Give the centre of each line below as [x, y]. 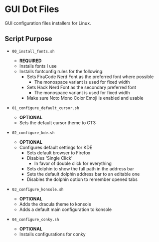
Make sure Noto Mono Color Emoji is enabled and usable [85, 98]
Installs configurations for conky [52, 234]
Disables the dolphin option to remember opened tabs [82, 179]
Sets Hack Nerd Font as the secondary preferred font [81, 87]
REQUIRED [30, 61]
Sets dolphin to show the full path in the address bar [80, 168]
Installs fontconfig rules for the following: [61, 71]
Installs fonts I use [38, 66]
